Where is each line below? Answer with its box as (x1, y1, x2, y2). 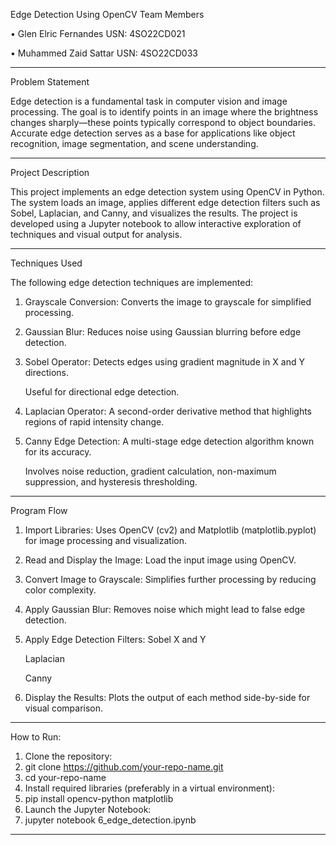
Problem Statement (10, 76, 90, 88)
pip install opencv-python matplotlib (24, 793, 174, 804)
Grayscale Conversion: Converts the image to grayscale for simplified (24, 296, 312, 308)
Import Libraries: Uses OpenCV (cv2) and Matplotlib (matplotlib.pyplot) (24, 524, 317, 536)
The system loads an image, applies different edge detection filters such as (10, 197, 321, 208)
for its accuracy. (24, 446, 92, 458)
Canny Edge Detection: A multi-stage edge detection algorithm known (24, 435, 315, 447)
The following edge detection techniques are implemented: (10, 277, 254, 288)
